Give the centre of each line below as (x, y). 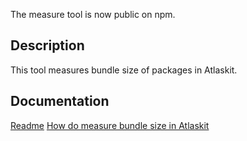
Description (47, 45)
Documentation (60, 101)
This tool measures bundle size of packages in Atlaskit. (124, 70)
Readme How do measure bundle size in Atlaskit (110, 125)
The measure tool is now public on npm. (93, 14)
